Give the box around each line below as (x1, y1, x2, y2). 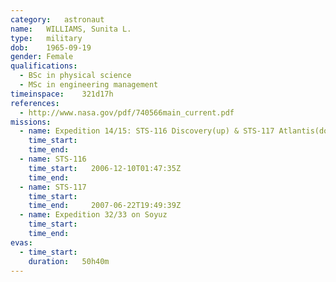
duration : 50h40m (28, 256, 110, 266)
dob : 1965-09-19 (10, 42, 92, 53)
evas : (10, 237, 33, 248)
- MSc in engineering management (19, 80, 159, 90)
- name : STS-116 (19, 154, 87, 164)
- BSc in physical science (19, 71, 132, 81)
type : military (10, 33, 83, 43)
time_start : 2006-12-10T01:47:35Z (28, 163, 182, 173)
